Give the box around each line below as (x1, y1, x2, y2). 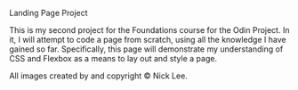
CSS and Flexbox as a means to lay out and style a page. (9, 53, 218, 63)
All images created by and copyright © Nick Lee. (9, 70, 189, 81)
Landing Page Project (9, 8, 88, 18)
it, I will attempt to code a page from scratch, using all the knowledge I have (9, 35, 286, 45)
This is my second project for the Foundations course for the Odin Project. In (9, 25, 290, 35)
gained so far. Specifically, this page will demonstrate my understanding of (9, 44, 284, 54)
